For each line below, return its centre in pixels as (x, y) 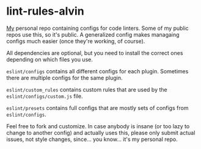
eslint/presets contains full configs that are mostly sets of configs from (97, 107)
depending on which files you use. (49, 59)
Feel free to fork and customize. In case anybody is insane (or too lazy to (98, 126)
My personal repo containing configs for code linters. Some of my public (98, 28)
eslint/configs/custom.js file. (45, 96)
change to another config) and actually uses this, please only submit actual (101, 133)
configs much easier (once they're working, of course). (76, 41)
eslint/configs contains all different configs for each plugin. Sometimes (97, 71)
